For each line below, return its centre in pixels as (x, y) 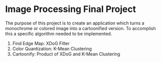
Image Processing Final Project (71, 9)
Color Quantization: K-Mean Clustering (52, 48)
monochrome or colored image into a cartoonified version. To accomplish (80, 28)
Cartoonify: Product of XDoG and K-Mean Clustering (66, 54)
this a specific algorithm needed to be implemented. (59, 33)
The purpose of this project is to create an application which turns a (75, 23)
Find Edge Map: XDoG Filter (41, 43)
